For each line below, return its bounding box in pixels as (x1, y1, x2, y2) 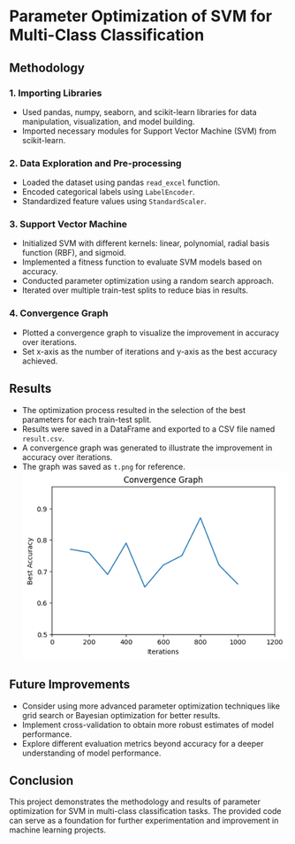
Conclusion (9, 773, 74, 788)
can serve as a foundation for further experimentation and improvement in (9, 816, 279, 826)
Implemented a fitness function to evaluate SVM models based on (21, 257, 262, 267)
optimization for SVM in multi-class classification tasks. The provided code (9, 806, 282, 817)
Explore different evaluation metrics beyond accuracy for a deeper (21, 738, 264, 748)
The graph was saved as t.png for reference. (21, 461, 185, 472)
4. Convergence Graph (9, 307, 109, 319)
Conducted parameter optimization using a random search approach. (21, 276, 275, 287)
